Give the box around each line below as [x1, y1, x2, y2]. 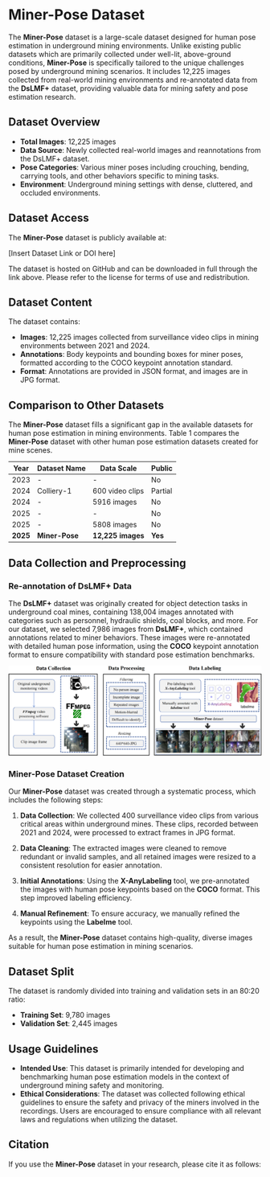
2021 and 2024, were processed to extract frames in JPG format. [19, 828, 235, 838]
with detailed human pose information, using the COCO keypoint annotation [8, 642, 260, 651]
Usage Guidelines [8, 1042, 99, 1056]
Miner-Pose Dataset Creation [8, 768, 125, 779]
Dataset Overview [8, 115, 100, 129]
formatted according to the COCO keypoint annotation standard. [19, 358, 233, 367]
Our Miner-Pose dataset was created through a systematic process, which [8, 786, 256, 797]
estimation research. [8, 92, 76, 101]
